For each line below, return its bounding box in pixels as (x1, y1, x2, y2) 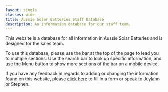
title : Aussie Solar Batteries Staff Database (5, 17, 104, 22)
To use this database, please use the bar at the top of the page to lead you (5, 50, 159, 56)
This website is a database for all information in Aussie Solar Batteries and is (5, 35, 163, 41)
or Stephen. (5, 81, 30, 87)
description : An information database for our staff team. (5, 21, 131, 27)
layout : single (5, 7, 37, 13)
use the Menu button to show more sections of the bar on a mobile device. (5, 61, 159, 67)
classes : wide (5, 12, 35, 17)
